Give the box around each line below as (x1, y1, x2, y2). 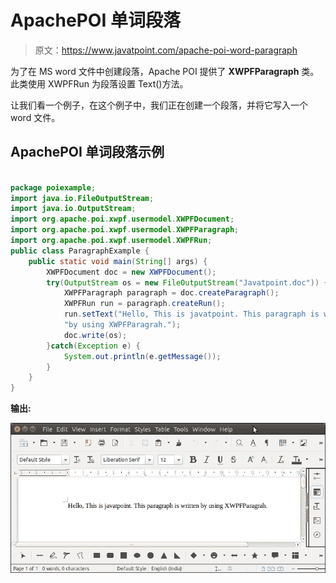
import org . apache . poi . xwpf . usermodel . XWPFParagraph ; (10, 225, 240, 235)
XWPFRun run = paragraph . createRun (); (63, 299, 226, 309)
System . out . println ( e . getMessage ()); (63, 351, 222, 361)
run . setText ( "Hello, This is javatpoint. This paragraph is (63, 309, 320, 320)
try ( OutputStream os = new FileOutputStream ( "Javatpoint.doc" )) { (46, 277, 329, 288)
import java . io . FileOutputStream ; (10, 193, 155, 203)
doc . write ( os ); (63, 330, 128, 340)
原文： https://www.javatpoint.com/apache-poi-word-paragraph (34, 44, 298, 56)
